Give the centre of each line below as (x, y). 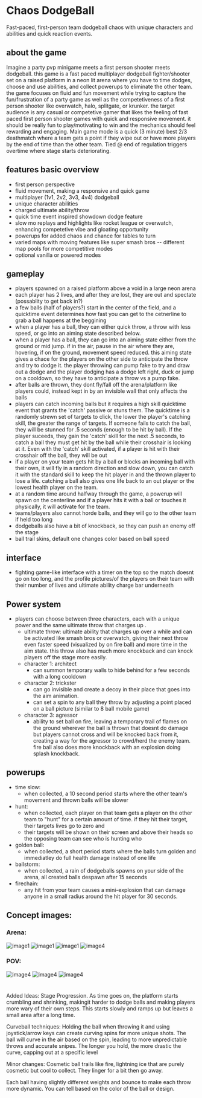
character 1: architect (50, 664)
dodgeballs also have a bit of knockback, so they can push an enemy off (105, 526)
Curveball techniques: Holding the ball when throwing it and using (88, 1026)
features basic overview (53, 170)
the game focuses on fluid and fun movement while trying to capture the (96, 93)
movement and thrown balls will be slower (76, 800)
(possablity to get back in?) (49, 301)
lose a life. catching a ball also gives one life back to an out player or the (105, 481)
